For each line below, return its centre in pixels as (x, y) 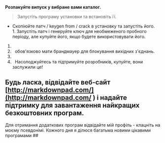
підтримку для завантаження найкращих (72, 105)
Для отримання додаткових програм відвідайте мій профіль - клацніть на (83, 125)
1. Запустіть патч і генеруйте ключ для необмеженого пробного (79, 31)
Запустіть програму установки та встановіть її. (67, 16)
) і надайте (110, 98)
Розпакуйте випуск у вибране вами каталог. (53, 7)
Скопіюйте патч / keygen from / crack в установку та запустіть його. (83, 26)
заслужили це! (28, 67)
